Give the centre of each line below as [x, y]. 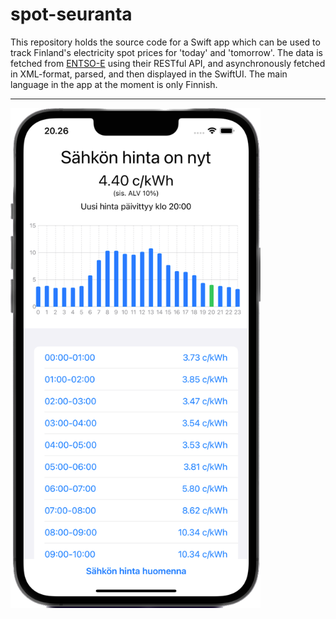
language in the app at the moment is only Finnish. [114, 84]
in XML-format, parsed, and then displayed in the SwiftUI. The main [149, 74]
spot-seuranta [71, 14]
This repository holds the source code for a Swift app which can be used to [165, 42]
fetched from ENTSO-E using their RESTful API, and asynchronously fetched [168, 63]
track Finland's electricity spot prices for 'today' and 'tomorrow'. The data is [166, 52]
